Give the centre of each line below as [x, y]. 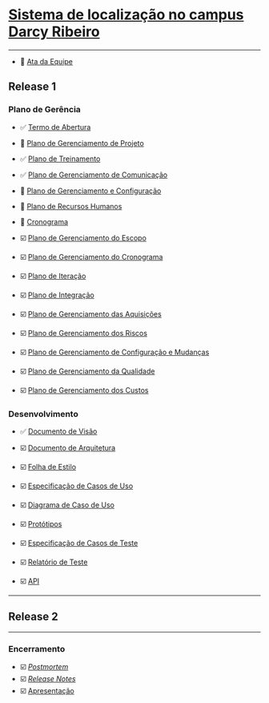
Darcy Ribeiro [54, 32]
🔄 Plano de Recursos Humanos [71, 206]
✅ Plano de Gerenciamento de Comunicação [94, 175]
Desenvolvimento [43, 414]
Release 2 [33, 617]
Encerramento [37, 648]
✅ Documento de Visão [58, 431]
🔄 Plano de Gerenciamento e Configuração [90, 191]
